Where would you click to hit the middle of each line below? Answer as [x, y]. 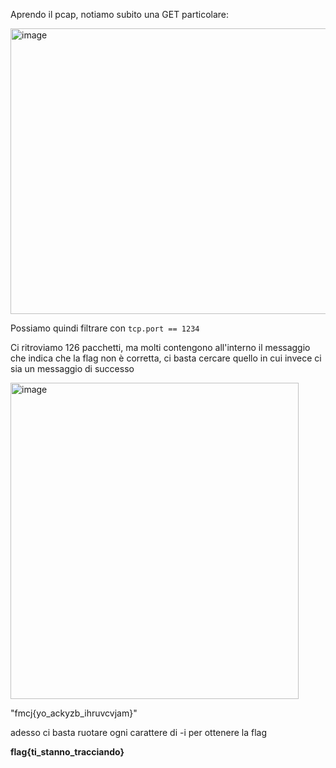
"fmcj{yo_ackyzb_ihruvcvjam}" [74, 713]
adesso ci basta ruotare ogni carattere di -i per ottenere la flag [139, 732]
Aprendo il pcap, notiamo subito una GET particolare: [120, 14]
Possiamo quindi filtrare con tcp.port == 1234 [105, 328]
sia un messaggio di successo [72, 368]
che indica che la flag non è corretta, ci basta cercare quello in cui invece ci [166, 358]
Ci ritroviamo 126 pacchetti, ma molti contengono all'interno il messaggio [160, 347]
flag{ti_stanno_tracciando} [67, 752]
